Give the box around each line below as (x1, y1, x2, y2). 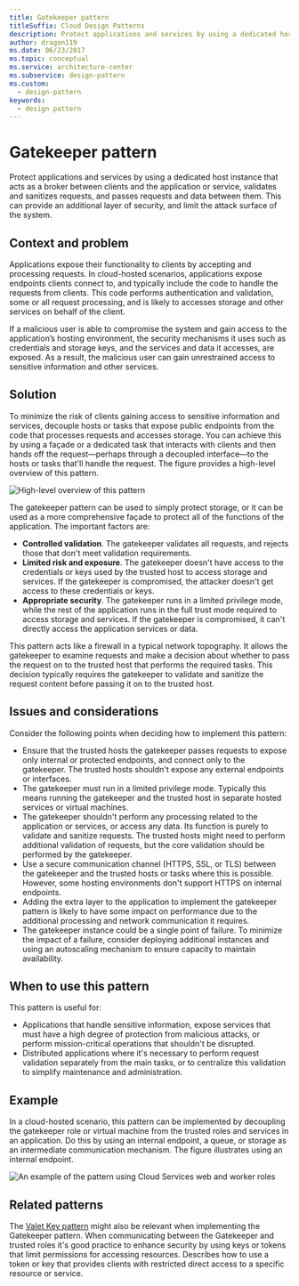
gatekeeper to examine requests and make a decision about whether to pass (9, 650, 290, 660)
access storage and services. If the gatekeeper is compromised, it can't (21, 613, 286, 624)
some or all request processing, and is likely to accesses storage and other (9, 297, 284, 307)
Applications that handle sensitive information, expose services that (21, 1020, 271, 1031)
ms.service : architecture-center (9, 63, 133, 72)
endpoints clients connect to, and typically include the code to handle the (9, 278, 279, 288)
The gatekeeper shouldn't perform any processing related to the (21, 811, 258, 821)
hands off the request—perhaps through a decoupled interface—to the (9, 449, 269, 459)
